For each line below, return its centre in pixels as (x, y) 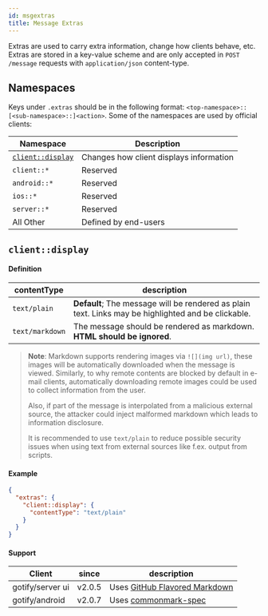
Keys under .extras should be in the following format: (97, 107)
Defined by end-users (123, 222)
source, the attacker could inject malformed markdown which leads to (143, 414)
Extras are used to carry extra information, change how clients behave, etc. (132, 46)
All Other (29, 222)
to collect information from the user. (87, 390)
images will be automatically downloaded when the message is (131, 364)
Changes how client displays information (157, 157)
